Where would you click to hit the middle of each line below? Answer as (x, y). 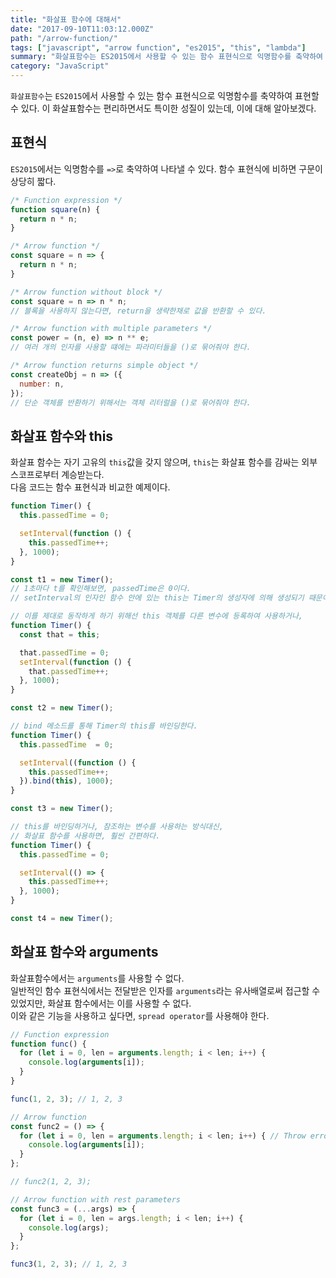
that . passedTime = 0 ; (64, 652)
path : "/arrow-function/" (64, 38)
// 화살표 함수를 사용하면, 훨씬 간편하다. (85, 836)
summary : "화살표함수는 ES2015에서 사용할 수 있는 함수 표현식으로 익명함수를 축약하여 (167, 57)
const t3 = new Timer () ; (62, 809)
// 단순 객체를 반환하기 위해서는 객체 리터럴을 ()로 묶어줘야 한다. (131, 402)
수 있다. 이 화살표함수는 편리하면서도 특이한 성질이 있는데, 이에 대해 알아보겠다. (163, 108)
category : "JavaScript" (60, 66)
